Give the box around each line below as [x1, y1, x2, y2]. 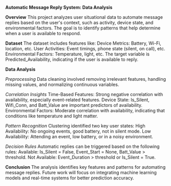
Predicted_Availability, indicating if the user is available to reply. [5, 56, 139, 63]
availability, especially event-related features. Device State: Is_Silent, [5, 97, 150, 103]
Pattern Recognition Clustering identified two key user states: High [5, 123, 145, 129]
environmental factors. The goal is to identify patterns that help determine [5, 25, 161, 31]
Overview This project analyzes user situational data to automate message [5, 14, 163, 20]
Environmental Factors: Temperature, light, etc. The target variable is [5, 51, 150, 57]
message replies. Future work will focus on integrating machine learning [5, 170, 157, 175]
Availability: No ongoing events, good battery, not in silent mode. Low [5, 128, 152, 134]
